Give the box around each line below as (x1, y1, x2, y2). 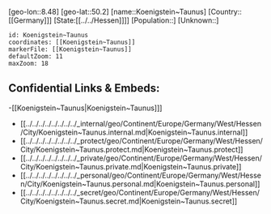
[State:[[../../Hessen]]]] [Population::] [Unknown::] (53, 15, 219, 25)
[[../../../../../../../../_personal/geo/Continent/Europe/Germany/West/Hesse (19, 170, 261, 180)
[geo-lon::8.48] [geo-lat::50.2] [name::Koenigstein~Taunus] (8, 7, 207, 16)
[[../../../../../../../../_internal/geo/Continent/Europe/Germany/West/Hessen (19, 118, 261, 128)
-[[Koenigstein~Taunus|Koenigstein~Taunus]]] (8, 103, 163, 113)
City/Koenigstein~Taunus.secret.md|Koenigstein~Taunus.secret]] (19, 196, 238, 206)
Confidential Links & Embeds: (8, 81, 160, 96)
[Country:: (208, 7, 243, 16)
